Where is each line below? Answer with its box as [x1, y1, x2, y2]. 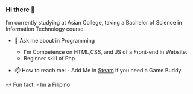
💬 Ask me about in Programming [14, 37, 95, 44]
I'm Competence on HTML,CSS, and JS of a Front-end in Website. [23, 48, 188, 56]
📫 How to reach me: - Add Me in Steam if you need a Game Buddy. [14, 67, 183, 74]
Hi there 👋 [5, 5, 36, 14]
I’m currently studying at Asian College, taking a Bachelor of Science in [5, 19, 182, 26]
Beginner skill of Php [23, 55, 75, 62]
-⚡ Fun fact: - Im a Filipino [5, 81, 71, 89]
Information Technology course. [5, 25, 86, 32]
